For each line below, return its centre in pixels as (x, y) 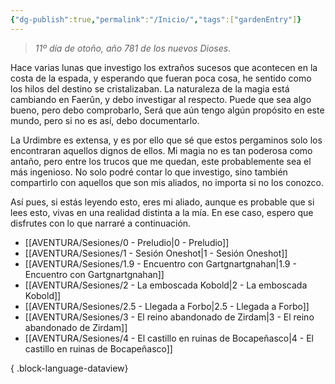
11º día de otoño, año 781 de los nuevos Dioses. (133, 48)
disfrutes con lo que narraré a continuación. (101, 223)
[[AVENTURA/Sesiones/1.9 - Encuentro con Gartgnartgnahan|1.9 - (160, 263)
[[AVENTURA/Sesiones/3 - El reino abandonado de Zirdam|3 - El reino (169, 317)
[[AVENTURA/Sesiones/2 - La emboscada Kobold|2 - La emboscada (166, 285)
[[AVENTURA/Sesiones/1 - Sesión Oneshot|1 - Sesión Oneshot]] (156, 253)
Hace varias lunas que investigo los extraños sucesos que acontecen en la (164, 67)
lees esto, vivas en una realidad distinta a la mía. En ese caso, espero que (162, 212)
